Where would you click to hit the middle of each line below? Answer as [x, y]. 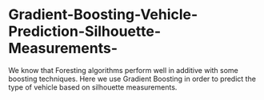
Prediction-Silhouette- [85, 31]
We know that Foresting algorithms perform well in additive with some [123, 70]
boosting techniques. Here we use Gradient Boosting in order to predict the [132, 79]
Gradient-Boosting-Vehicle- [103, 15]
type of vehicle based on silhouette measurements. [93, 87]
